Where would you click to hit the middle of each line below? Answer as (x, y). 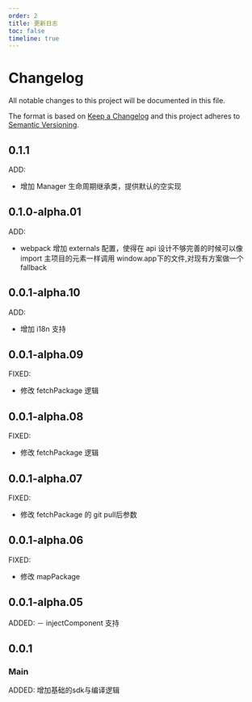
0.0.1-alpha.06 (46, 540)
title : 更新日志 (33, 23)
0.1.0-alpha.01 (45, 212)
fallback (33, 267)
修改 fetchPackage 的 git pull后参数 (78, 515)
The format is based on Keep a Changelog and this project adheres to (124, 116)
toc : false (27, 31)
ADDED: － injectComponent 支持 (64, 623)
